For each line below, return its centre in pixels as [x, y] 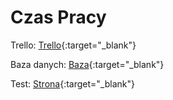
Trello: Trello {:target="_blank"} [73, 45]
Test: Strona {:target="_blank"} [72, 83]
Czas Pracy [58, 17]
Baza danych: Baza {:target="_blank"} [87, 64]
